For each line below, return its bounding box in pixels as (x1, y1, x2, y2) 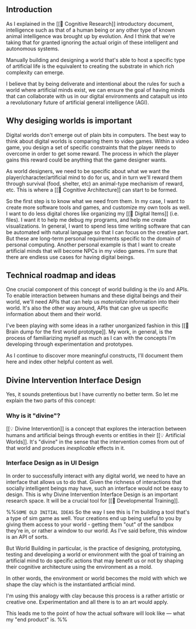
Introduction (6, 5, 53, 15)
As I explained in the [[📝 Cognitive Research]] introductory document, (6, 20, 174, 27)
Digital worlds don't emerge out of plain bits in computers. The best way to (6, 131, 186, 138)
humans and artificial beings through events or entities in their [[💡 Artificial (6, 431, 185, 438)
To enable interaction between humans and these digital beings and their (6, 292, 182, 299)
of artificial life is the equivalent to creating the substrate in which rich (6, 63, 174, 70)
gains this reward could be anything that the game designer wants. (6, 156, 167, 163)
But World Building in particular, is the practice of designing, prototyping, (6, 544, 182, 552)
